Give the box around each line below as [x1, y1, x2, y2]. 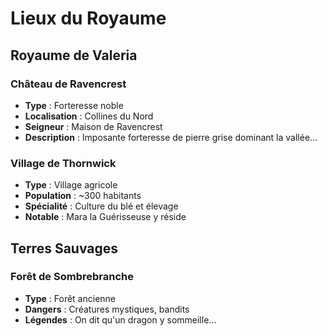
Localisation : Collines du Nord [24, 110, 154, 122]
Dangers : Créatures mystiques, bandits [24, 303, 190, 315]
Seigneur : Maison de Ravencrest [24, 120, 163, 132]
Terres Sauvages [10, 240, 119, 257]
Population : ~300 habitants [24, 190, 142, 202]
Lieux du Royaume [10, 7, 167, 30]
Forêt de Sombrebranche [10, 270, 134, 284]
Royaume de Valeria [10, 47, 138, 64]
